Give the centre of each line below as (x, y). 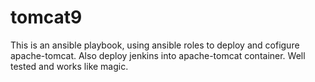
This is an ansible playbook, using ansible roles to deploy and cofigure (155, 45)
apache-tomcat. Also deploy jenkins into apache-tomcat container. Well (158, 55)
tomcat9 (46, 17)
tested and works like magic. (69, 66)
